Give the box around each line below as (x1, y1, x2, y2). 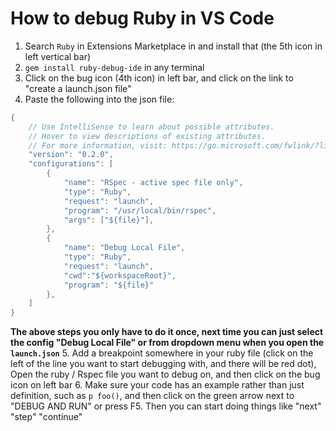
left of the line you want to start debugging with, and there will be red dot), (10, 358, 317, 370)
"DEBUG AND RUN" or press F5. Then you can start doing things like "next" (10, 400, 322, 412)
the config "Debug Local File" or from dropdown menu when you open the (10, 337, 325, 349)
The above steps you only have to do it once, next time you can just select (10, 326, 324, 338)
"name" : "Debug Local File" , (63, 243, 186, 253)
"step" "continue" (10, 411, 83, 423)
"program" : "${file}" (63, 280, 155, 290)
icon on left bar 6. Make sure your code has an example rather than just (10, 379, 305, 391)
